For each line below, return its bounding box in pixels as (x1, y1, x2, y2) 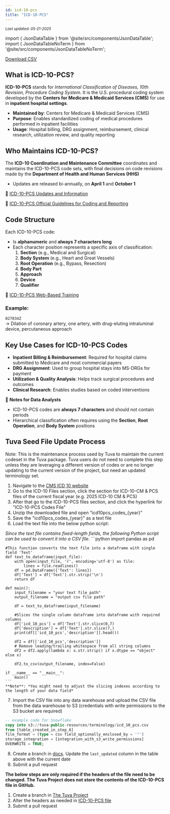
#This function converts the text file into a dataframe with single (5, 546, 156, 551)
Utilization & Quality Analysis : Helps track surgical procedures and (12, 376, 154, 382)
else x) (5, 653, 22, 658)
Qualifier (20, 282, 40, 288)
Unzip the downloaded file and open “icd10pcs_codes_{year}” (12, 509, 143, 515)
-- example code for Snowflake (5, 718, 72, 723)
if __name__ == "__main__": (5, 670, 65, 675)
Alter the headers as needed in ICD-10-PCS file (12, 798, 112, 804)
